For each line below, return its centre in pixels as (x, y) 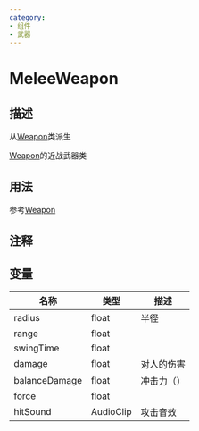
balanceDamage (48, 381)
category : (28, 17)
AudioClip (111, 412)
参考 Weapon (33, 210)
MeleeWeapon (64, 78)
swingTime (37, 348)
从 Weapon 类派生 (40, 137)
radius (27, 318)
